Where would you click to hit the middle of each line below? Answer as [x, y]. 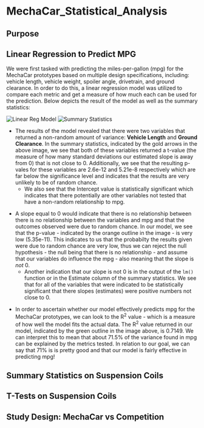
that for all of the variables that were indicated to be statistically [104, 285]
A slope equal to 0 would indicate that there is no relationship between [103, 214]
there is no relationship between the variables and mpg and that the [100, 220]
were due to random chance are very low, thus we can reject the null [101, 246]
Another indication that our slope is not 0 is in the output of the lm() [109, 272]
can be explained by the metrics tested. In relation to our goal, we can [102, 344]
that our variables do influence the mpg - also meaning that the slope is [104, 259]
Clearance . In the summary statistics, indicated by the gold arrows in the [106, 144]
